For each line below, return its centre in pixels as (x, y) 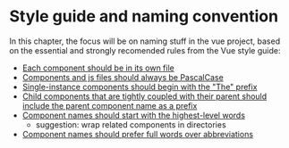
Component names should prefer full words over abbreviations (137, 134)
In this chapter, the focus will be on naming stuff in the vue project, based (144, 41)
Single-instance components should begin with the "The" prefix (140, 86)
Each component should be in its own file (98, 68)
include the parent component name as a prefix (110, 105)
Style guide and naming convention (144, 16)
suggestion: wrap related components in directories (131, 124)
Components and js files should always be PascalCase (123, 77)
